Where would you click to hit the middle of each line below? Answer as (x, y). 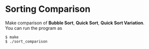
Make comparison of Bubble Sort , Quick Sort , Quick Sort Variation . (75, 23)
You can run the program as (34, 28)
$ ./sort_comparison (27, 41)
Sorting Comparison (48, 9)
